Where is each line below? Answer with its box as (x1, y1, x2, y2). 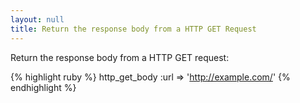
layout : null (10, 14, 65, 25)
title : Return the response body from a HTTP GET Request (10, 24, 257, 34)
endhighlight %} (10, 81, 77, 93)
